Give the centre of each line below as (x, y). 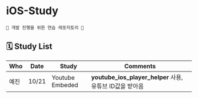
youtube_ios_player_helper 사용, (137, 77)
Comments (140, 66)
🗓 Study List (29, 46)
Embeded (65, 85)
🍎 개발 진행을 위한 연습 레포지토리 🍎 (45, 28)
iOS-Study (32, 11)
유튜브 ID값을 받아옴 (118, 86)
